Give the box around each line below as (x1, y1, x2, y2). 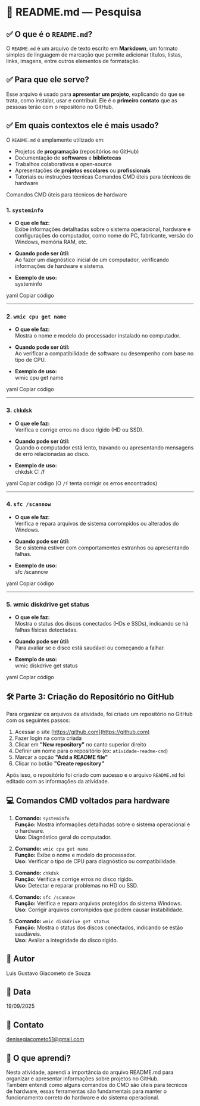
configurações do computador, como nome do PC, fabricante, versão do (14, 232, 193, 239)
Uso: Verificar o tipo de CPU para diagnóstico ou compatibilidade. (14, 857, 177, 865)
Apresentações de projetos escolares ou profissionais (14, 167, 151, 174)
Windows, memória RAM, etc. (14, 238, 88, 245)
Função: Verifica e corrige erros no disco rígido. (14, 875, 134, 883)
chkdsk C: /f (14, 468, 45, 475)
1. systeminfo (6, 205, 43, 214)
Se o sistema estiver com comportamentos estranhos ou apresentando (14, 544, 189, 551)
